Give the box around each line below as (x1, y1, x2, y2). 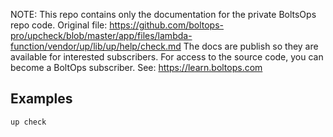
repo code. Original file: (10, 19, 108, 31)
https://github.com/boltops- (109, 19, 224, 31)
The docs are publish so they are (183, 40, 319, 52)
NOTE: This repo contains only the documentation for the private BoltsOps (10, 9, 317, 20)
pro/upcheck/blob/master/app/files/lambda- (10, 30, 193, 41)
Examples (10, 90, 73, 108)
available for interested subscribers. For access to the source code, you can (10, 51, 324, 63)
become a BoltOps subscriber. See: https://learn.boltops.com (10, 62, 263, 73)
